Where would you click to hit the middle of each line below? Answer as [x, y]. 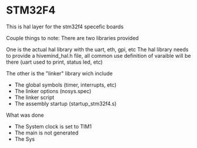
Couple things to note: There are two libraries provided [73, 38]
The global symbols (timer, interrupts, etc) [65, 85]
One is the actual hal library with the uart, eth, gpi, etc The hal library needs [97, 49]
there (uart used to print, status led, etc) [54, 62]
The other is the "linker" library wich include [59, 73]
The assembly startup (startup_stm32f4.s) [66, 103]
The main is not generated [46, 133]
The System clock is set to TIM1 [53, 126]
